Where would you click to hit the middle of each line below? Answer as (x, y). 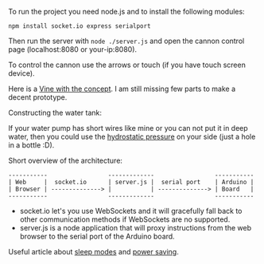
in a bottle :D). (31, 145)
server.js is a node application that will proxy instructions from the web (136, 228)
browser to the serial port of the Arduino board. (97, 236)
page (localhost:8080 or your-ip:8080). (73, 49)
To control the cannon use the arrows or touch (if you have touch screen (127, 65)
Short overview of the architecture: (66, 160)
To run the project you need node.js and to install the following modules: (126, 12)
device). (21, 73)
